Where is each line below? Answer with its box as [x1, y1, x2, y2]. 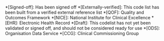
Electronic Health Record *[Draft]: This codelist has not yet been [19, 20, 151, 26]
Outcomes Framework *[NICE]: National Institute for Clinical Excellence [5, 15, 151, 20]
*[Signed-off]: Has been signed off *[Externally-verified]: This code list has [5, 4, 160, 10]
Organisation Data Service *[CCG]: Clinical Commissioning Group [5, 31, 139, 36]
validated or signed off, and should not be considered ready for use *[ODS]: [5, 25, 160, 31]
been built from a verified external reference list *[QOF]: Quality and [5, 9, 144, 15]
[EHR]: [5, 20, 19, 26]
